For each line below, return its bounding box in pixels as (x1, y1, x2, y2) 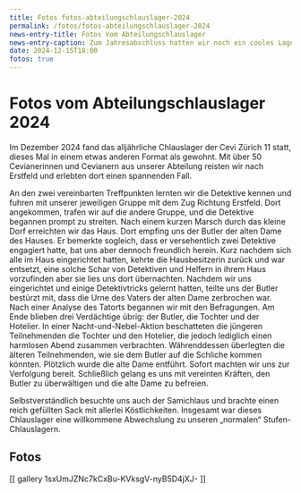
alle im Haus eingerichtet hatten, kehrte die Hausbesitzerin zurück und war (9, 254, 285, 265)
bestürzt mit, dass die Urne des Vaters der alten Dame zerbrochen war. (9, 292, 272, 302)
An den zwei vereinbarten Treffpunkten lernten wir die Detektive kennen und (9, 187, 292, 198)
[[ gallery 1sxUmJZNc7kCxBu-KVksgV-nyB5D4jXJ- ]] (9, 473, 206, 484)
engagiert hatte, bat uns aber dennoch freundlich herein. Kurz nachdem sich (9, 244, 292, 255)
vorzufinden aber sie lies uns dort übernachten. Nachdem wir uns (9, 273, 253, 284)
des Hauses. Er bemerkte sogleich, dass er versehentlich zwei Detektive (9, 234, 276, 246)
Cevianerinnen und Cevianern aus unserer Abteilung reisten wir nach (9, 160, 264, 171)
